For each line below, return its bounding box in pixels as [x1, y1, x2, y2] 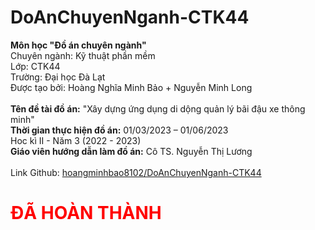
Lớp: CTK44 [10, 60, 61, 72]
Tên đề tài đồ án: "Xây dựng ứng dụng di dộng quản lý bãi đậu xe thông [10, 102, 306, 115]
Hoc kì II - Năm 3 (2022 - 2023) [10, 134, 142, 146]
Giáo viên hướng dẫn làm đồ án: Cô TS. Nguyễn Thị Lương [10, 145, 253, 157]
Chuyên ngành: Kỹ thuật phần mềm [10, 49, 156, 61]
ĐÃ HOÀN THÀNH [10, 202, 162, 225]
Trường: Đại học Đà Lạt [10, 71, 106, 83]
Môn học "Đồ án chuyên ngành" [10, 39, 147, 51]
